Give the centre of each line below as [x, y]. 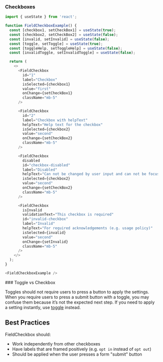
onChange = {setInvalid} [45, 242]
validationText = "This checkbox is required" [68, 215]
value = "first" [37, 89]
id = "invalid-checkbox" [45, 219]
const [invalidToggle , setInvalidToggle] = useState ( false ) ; [73, 53]
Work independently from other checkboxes [56, 344]
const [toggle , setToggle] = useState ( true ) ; [56, 44]
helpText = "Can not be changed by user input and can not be [84, 174]
